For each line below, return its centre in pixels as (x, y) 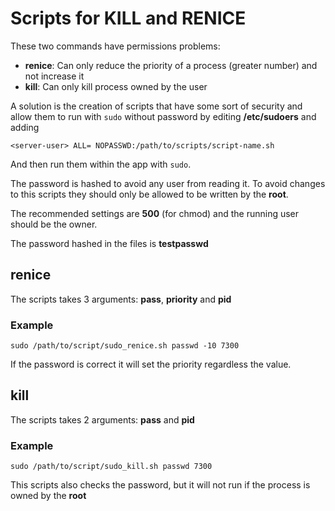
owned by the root (48, 496)
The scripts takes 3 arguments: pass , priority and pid (121, 299)
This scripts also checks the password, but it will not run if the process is (160, 485)
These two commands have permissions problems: (115, 46)
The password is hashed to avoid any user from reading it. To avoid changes (168, 183)
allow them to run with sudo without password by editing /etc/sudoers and (163, 116)
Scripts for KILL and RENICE (128, 18)
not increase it (54, 76)
